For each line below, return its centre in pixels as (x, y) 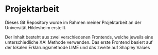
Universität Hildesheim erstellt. (36, 27)
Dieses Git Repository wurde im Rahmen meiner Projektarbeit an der (73, 22)
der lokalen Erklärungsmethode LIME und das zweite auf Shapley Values (78, 47)
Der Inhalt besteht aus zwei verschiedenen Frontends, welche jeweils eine (79, 37)
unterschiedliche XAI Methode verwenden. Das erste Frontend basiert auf (79, 42)
